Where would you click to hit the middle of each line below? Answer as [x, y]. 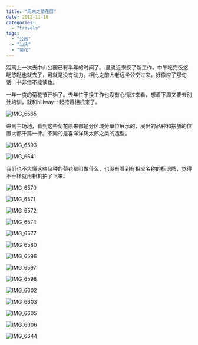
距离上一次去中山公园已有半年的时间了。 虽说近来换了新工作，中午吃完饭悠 [97, 67]
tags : [13, 34]
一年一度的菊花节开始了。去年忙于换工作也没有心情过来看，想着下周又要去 [96, 94]
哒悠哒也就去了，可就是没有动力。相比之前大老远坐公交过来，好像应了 [91, 75]
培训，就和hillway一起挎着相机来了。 [56, 102]
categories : [21, 22]
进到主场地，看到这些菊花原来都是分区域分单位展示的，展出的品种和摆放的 [96, 126]
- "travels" [26, 28]
